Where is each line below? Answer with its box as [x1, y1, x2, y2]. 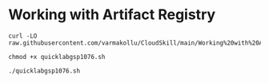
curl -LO [8, 32, 38, 40]
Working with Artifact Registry [8, 6, 216, 24]
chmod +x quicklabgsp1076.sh [8, 53, 106, 61]
